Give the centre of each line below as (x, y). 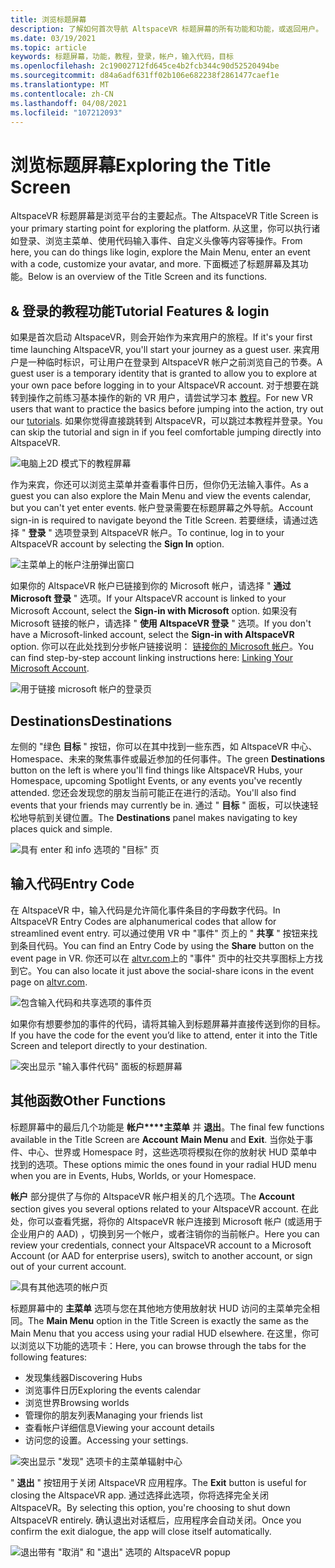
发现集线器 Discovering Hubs (83, 1377)
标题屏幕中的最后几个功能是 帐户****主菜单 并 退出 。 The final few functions (167, 1127)
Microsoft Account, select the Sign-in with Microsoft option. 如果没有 (154, 611)
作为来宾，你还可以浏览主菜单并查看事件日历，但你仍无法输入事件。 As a (159, 485)
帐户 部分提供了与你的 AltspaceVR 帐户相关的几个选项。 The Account (152, 1196)
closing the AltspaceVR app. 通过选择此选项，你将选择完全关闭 (140, 1495)
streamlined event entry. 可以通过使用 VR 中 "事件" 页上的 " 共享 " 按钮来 (160, 933)
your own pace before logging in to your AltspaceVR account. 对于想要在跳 (165, 385)
